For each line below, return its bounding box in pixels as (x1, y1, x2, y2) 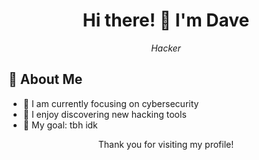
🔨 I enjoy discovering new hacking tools (22, 108, 187, 120)
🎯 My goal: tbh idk (22, 119, 98, 131)
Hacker (151, 42, 181, 54)
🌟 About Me (8, 71, 83, 88)
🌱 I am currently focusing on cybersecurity (22, 97, 200, 109)
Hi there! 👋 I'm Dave (82, 9, 250, 32)
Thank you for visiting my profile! (97, 138, 235, 150)
